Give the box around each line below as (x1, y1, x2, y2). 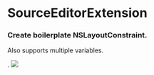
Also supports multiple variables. (7, 46, 104, 54)
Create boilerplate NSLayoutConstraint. (7, 30, 148, 40)
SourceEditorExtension (7, 5, 148, 21)
